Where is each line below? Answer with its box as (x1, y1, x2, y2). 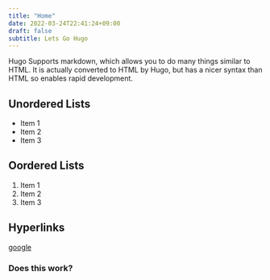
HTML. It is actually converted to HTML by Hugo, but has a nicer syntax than (8, 65, 263, 75)
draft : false (8, 27, 52, 35)
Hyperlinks (8, 221, 65, 235)
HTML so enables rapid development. (8, 73, 133, 83)
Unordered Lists (8, 97, 91, 111)
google (8, 242, 32, 252)
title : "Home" (8, 11, 56, 20)
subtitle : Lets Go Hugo (8, 34, 89, 43)
